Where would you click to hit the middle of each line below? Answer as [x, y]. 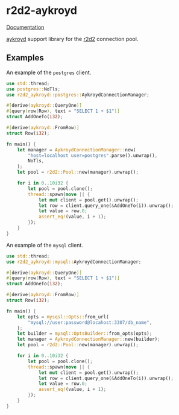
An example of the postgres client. [49, 72]
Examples [25, 58]
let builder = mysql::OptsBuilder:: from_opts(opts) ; [85, 334]
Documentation [25, 27]
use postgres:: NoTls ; [33, 89]
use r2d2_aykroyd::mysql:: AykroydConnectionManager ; [74, 262]
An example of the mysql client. [45, 245]
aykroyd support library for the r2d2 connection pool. [72, 39]
